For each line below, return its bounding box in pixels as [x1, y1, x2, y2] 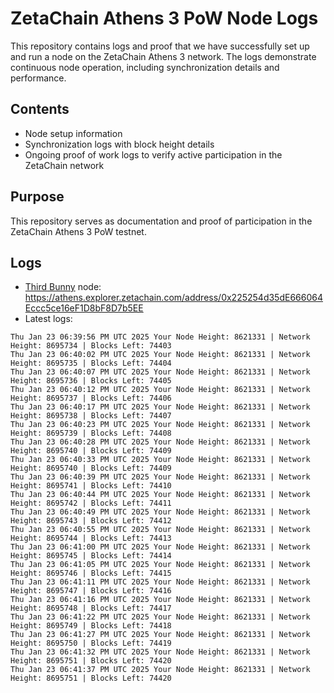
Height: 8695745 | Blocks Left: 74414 [10, 551, 172, 561]
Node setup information [24, 127, 123, 139]
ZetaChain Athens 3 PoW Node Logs [10, 7, 319, 30]
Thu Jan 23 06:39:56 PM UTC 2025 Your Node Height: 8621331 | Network [10, 332, 311, 342]
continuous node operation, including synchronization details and [10, 61, 280, 73]
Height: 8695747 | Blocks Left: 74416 [10, 586, 172, 596]
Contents [10, 101, 70, 118]
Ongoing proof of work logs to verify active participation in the [24, 148, 283, 161]
